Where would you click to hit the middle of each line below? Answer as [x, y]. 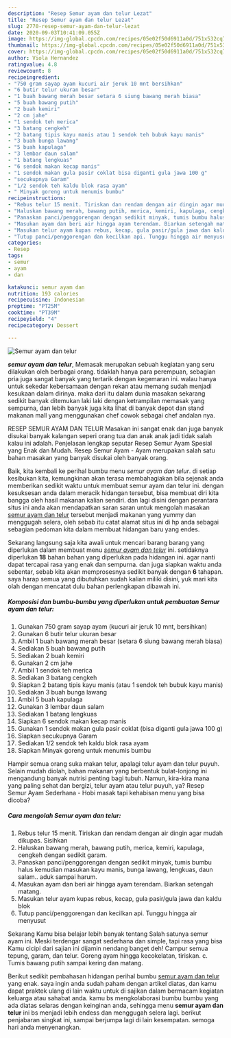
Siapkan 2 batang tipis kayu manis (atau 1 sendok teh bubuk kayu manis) [120, 685]
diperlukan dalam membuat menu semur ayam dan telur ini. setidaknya [108, 550]
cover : [17, 52]
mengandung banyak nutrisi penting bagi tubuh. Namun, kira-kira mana [109, 778]
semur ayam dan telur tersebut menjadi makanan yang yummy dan [102, 514]
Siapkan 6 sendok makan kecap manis [72, 721]
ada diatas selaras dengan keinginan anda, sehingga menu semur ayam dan [116, 1005]
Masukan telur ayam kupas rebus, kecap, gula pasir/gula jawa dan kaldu [120, 898]
